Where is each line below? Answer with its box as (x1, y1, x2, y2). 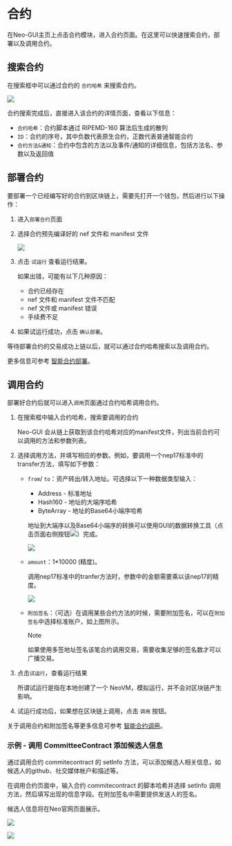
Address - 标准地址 (37, 489, 93, 498)
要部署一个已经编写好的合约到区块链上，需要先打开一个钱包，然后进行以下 (7, 191, 219, 199)
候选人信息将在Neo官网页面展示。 (7, 804, 104, 813)
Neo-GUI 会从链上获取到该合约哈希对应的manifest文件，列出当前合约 (17, 428, 214, 436)
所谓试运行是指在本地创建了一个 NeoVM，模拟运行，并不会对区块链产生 (17, 683, 222, 692)
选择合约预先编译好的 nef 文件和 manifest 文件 (17, 229, 149, 237)
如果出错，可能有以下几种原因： (17, 271, 108, 280)
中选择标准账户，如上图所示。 (37, 618, 123, 626)
